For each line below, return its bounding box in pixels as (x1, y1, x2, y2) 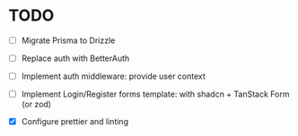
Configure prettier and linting (21, 116, 129, 127)
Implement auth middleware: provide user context (21, 71, 206, 81)
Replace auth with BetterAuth (21, 53, 130, 64)
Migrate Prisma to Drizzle (21, 35, 116, 46)
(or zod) (21, 99, 51, 110)
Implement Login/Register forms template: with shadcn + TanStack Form (21, 89, 290, 99)
